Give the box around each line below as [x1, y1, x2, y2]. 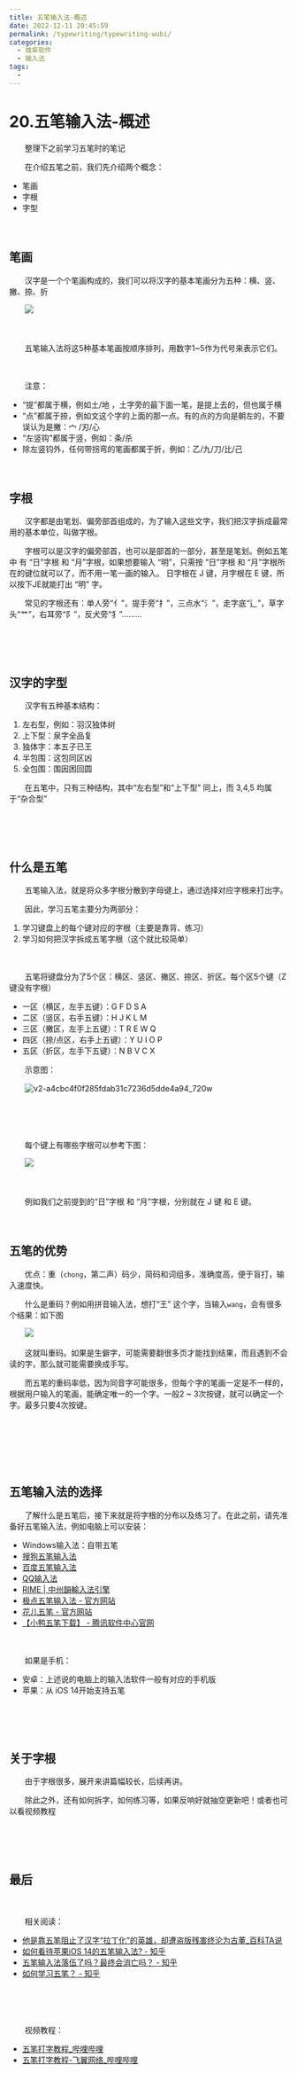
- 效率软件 [17, 46, 52, 55]
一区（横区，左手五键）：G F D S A [21, 1001, 148, 1012]
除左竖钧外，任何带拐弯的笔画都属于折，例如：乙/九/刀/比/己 [21, 443, 243, 454]
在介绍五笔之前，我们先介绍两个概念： [24, 161, 164, 172]
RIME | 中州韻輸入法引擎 [21, 1584, 110, 1594]
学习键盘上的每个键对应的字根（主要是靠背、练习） [21, 922, 209, 933]
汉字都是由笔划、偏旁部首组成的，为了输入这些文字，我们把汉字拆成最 [24, 516, 280, 527]
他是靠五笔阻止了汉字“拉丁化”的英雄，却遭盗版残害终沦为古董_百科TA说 [21, 1935, 283, 1946]
